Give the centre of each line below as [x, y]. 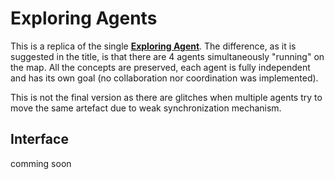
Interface [39, 139]
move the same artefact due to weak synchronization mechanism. [146, 108]
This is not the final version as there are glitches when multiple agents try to [166, 97]
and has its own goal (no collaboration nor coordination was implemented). [164, 78]
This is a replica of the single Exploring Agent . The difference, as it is [153, 46]
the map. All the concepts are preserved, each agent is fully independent [160, 67]
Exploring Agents [84, 18]
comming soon [41, 163]
